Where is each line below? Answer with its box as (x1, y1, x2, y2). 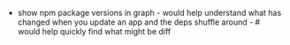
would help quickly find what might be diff (17, 26, 172, 36)
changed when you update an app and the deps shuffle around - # (17, 17, 261, 27)
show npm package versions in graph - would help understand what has (17, 8, 282, 18)
